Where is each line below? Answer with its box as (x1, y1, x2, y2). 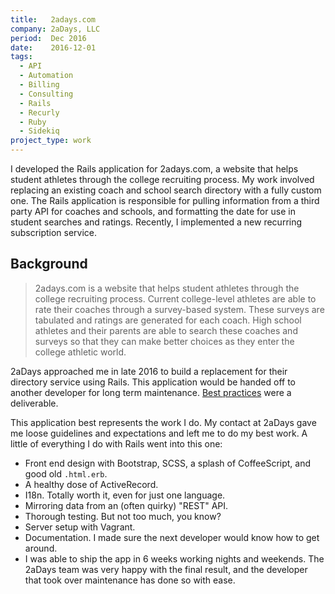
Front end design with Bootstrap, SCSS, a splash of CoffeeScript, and (24, 457, 312, 469)
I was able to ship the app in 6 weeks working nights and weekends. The (24, 552, 325, 565)
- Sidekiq (19, 126, 60, 136)
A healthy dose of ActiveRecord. (24, 478, 159, 490)
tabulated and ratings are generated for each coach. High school (34, 314, 302, 326)
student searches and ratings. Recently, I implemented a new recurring (10, 216, 303, 228)
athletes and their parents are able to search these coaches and (34, 324, 298, 336)
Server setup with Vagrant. (24, 521, 136, 533)
